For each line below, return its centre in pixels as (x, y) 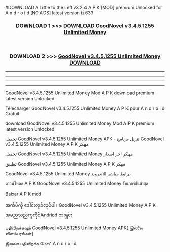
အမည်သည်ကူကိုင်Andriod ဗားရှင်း (39, 215)
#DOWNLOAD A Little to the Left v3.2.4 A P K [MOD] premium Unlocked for (84, 7)
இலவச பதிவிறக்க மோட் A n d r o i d (41, 243)
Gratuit (12, 113)
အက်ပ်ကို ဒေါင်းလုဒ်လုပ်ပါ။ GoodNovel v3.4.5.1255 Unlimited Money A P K (80, 205)
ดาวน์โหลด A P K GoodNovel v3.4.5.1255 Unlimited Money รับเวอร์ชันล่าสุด (77, 183)
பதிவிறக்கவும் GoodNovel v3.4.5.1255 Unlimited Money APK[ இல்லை (74, 228)
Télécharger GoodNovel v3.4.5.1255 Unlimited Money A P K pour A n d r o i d (85, 108)
